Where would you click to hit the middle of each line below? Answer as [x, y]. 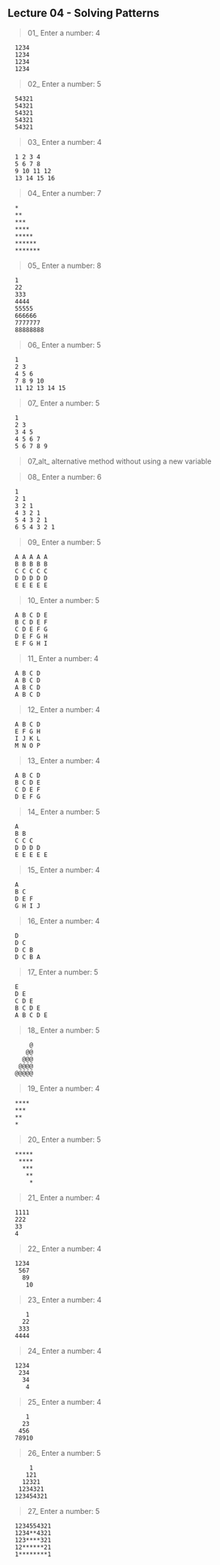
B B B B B [31, 564]
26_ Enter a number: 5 [64, 1453]
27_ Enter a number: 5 [63, 1511]
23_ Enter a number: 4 [64, 1300]
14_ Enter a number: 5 [63, 812]
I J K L [28, 738]
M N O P [28, 745]
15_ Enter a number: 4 [63, 870]
